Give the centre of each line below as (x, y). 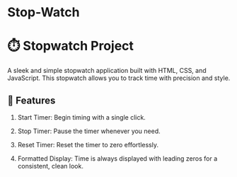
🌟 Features (31, 100)
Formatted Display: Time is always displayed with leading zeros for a (117, 158)
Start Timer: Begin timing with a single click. (82, 117)
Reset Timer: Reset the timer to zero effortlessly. (88, 144)
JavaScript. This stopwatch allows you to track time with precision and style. (119, 78)
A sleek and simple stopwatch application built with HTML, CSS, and (107, 71)
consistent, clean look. (50, 166)
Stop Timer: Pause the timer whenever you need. (89, 131)
